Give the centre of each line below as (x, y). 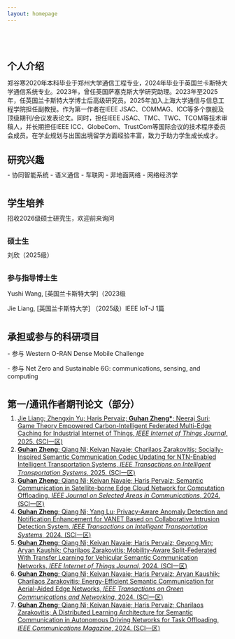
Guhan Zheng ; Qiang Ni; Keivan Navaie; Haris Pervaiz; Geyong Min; (115, 543)
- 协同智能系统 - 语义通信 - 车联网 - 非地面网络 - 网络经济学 (93, 174)
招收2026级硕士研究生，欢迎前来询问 (61, 218)
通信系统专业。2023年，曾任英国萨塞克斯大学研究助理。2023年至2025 (115, 91)
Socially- (211, 450)
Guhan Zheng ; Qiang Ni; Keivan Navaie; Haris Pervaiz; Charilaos (111, 605)
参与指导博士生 (33, 277)
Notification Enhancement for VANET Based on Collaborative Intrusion (119, 519)
